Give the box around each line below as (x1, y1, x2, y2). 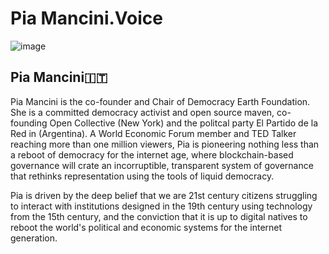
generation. (10, 232, 58, 244)
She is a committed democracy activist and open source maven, (10, 106, 275, 118)
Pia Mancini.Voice (10, 7, 163, 30)
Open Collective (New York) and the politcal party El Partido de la (49, 117, 319, 129)
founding (10, 117, 48, 129)
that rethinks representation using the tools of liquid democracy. (10, 170, 275, 182)
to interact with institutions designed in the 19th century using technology (10, 200, 313, 212)
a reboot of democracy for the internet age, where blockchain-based (10, 148, 294, 161)
